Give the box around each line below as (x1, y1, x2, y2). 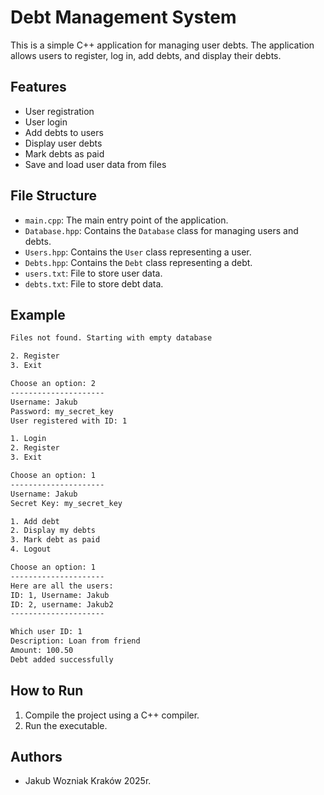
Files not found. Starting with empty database (10, 333, 213, 343)
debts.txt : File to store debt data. (24, 277, 164, 290)
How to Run (10, 682, 84, 700)
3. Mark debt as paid (10, 535, 101, 545)
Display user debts (24, 137, 103, 149)
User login (24, 116, 68, 128)
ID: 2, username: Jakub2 (10, 599, 114, 610)
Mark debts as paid (24, 147, 105, 160)
